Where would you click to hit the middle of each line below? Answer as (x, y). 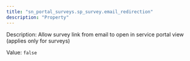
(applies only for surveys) (38, 41)
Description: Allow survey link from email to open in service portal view (95, 34)
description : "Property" (38, 17)
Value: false (22, 52)
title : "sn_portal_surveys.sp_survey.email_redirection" (80, 12)
